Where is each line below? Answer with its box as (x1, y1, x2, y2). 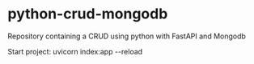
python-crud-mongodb (7, 5, 168, 23)
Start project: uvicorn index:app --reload (7, 46, 143, 56)
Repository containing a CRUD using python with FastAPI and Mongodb (7, 31, 246, 41)
